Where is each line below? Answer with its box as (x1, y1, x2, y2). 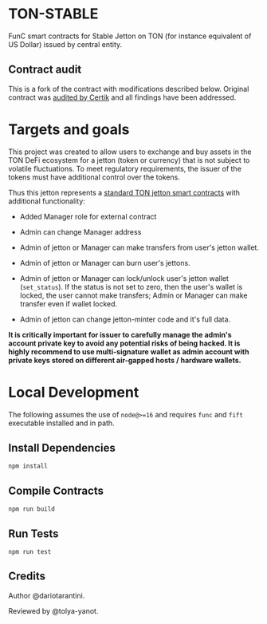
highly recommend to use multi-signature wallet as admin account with (8, 346, 249, 356)
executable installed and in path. (8, 418, 115, 428)
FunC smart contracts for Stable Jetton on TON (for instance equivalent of (8, 31, 252, 41)
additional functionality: (8, 196, 85, 206)
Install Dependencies (8, 441, 116, 455)
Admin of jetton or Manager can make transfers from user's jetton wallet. (19, 243, 259, 252)
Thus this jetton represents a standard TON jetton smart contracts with (8, 188, 241, 197)
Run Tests (8, 527, 59, 540)
